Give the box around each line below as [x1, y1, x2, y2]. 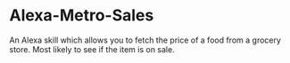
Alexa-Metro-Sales [9, 5, 154, 26]
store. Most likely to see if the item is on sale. [9, 43, 176, 54]
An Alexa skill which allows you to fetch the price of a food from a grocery [9, 35, 281, 45]
